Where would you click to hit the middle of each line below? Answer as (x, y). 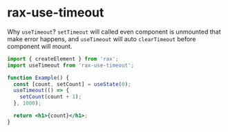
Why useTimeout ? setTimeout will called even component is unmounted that (114, 32)
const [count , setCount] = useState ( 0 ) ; (72, 84)
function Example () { (38, 78)
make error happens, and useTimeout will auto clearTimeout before (102, 38)
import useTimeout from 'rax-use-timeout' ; (71, 65)
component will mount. (40, 46)
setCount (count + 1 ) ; (50, 97)
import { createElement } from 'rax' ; (63, 59)
